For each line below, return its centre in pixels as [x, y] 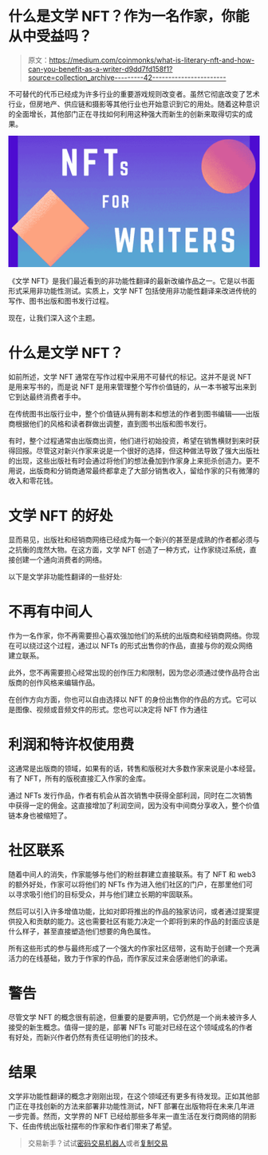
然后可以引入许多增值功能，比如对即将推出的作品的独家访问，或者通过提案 [130, 911]
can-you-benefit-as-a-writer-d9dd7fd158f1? [100, 69]
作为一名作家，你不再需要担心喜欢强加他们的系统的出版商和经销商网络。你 [130, 635]
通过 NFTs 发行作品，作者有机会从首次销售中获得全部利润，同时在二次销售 [131, 795]
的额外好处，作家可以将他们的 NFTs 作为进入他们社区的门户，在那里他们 [127, 884]
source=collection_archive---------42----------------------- [127, 78]
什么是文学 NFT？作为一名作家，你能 [129, 16]
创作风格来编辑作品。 [64, 683]
